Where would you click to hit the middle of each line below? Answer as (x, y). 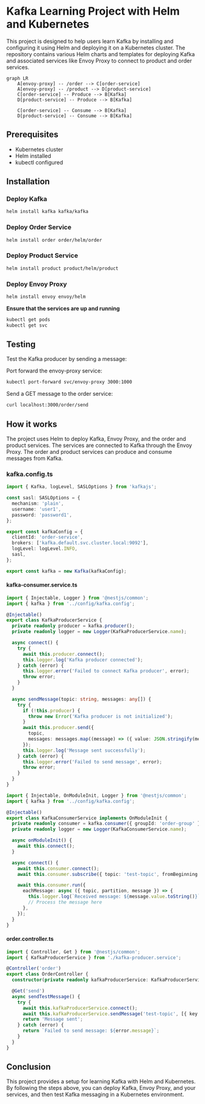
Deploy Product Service (42, 256)
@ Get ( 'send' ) (28, 991)
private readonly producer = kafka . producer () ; (74, 626)
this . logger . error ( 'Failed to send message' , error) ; (92, 762)
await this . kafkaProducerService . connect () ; (80, 1008)
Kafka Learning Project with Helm (93, 11)
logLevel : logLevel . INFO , (45, 549)
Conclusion (29, 1067)
